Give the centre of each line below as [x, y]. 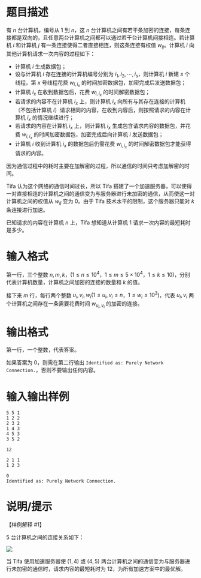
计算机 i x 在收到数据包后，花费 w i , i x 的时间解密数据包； [83, 93]
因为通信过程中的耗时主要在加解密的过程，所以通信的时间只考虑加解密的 [95, 166]
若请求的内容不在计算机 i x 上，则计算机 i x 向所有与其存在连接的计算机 [100, 102]
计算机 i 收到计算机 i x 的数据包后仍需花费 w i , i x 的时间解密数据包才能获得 [103, 145]
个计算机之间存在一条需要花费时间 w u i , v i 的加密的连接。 [74, 305]
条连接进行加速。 [27, 210]
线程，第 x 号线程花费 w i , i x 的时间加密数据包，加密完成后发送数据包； [100, 83]
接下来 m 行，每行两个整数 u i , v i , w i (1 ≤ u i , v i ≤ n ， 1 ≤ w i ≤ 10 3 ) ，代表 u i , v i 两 [100, 295]
